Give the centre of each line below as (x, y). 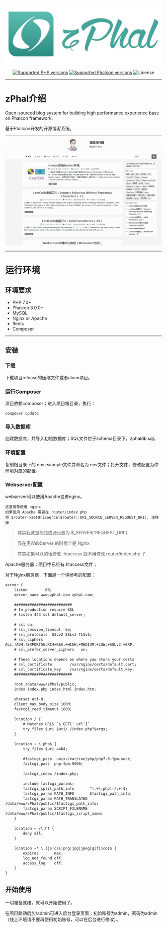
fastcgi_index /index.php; (51, 774)
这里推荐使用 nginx (23, 507)
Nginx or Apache (30, 318)
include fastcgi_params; (49, 784)
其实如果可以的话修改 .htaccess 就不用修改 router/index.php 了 (82, 554)
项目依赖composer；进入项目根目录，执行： (50, 403)
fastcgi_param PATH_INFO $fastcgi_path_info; (78, 794)
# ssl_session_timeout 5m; (43, 630)
